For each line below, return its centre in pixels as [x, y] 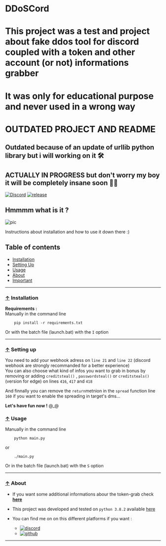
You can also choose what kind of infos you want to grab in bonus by [75, 371]
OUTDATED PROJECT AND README [80, 129]
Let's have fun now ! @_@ [32, 406]
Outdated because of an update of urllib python [80, 147]
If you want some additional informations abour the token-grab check [83, 494]
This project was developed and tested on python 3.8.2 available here [84, 509]
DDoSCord [27, 9]
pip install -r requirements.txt [48, 323]
